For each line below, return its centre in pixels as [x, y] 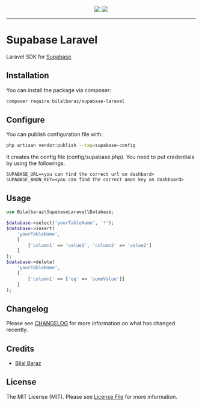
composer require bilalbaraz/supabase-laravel [66, 101]
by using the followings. [36, 163]
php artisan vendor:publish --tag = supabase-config [71, 145]
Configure [26, 120]
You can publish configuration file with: [55, 134]
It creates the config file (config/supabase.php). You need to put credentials [100, 157]
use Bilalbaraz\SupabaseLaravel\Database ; [60, 212]
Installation [28, 76]
